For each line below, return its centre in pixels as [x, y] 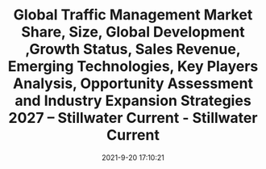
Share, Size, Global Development [133, 32]
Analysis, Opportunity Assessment [133, 84]
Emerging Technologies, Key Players [133, 67]
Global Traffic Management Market [133, 15]
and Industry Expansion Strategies [133, 101]
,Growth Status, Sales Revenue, [133, 49]
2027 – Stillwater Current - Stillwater [133, 118]
